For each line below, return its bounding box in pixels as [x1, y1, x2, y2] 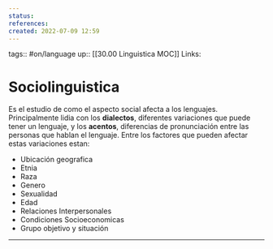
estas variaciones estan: [8, 139, 90, 148]
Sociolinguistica [8, 78, 120, 96]
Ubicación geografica [19, 155, 93, 165]
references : [8, 19, 49, 28]
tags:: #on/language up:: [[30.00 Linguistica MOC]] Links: [8, 49, 201, 59]
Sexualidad [19, 189, 58, 199]
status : [8, 11, 35, 20]
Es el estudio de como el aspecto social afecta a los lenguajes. [8, 105, 218, 114]
